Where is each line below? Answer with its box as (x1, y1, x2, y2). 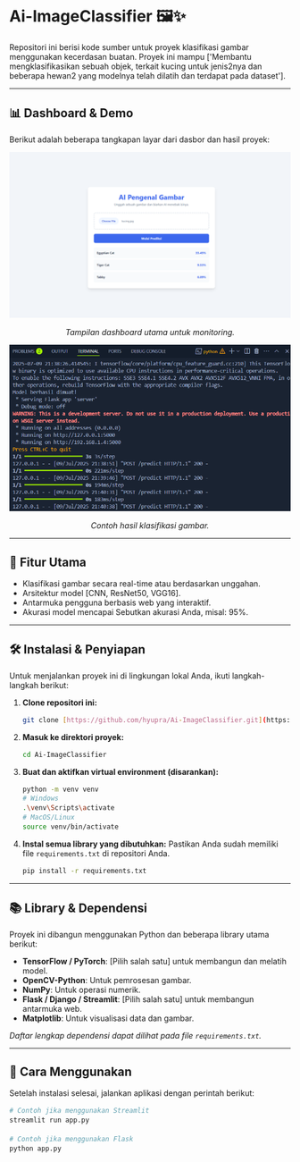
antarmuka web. (21, 1003, 82, 1014)
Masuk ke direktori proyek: (21, 731, 125, 742)
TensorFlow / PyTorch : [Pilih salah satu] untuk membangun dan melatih (21, 956, 287, 966)
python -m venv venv (21, 785, 99, 794)
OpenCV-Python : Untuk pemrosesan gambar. (21, 974, 192, 985)
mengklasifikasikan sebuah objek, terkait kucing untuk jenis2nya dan (9, 61, 262, 72)
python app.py (9, 1144, 62, 1153)
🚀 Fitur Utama (9, 554, 87, 569)
